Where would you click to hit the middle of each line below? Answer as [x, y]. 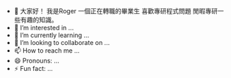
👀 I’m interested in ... [44, 28]
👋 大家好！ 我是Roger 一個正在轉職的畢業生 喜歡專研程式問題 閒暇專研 [115, 11]
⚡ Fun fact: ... [33, 69]
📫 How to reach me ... [47, 51]
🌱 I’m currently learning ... [52, 35]
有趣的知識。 [39, 20]
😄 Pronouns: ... [37, 60]
